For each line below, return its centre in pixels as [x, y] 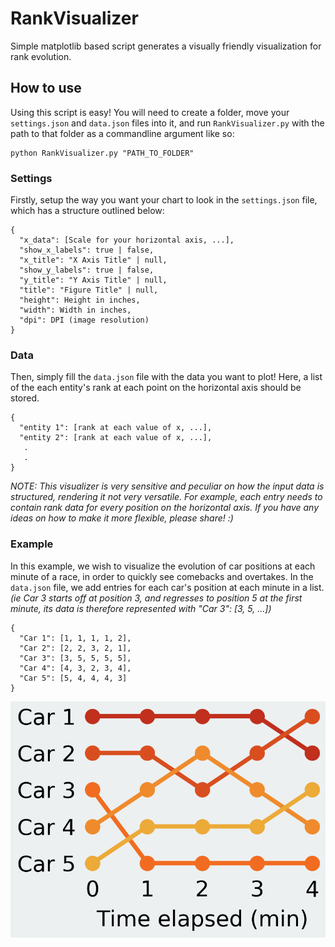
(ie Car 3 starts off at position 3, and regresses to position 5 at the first [156, 598]
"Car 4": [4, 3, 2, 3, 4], [75, 668]
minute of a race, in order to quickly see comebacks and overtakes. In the [162, 576]
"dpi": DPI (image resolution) [84, 320]
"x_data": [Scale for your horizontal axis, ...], [127, 240]
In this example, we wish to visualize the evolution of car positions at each [163, 566]
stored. [25, 398]
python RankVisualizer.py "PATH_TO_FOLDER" [102, 153]
